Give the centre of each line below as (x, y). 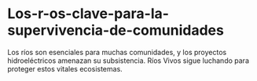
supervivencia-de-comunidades (116, 30)
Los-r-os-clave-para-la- (88, 14)
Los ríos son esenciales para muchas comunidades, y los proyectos (117, 52)
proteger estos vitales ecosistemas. (65, 68)
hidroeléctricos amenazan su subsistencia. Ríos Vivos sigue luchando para (128, 61)
